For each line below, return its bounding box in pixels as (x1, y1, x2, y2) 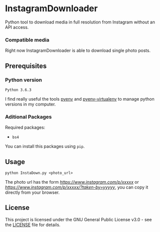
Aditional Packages (5, 113, 52, 120)
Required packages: (5, 125, 45, 130)
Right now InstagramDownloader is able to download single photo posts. (5, 47, 151, 54)
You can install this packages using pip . (5, 144, 85, 149)
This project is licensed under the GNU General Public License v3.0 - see (5, 216, 152, 222)
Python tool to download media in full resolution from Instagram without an (5, 19, 155, 25)
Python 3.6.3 (5, 87, 32, 92)
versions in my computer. (5, 101, 56, 107)
